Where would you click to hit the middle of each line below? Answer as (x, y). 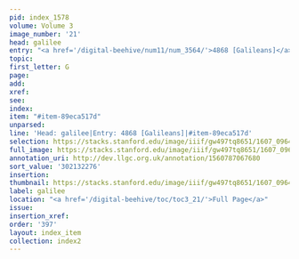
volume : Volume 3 (41, 26)
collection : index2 (45, 241)
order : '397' (33, 224)
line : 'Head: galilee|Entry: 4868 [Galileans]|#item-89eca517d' (131, 134)
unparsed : (28, 125)
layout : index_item (45, 232)
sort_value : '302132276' (55, 166)
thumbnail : (29, 183)
